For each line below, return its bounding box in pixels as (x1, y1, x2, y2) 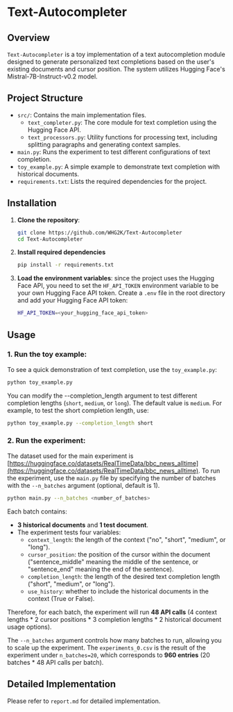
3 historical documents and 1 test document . (17, 520, 149, 529)
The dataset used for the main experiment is (7, 452, 134, 460)
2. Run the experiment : (7, 436, 86, 446)
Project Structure (7, 92, 83, 104)
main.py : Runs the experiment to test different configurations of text (17, 147, 211, 156)
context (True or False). (27, 594, 95, 602)
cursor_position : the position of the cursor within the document (27, 550, 211, 559)
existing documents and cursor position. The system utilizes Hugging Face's (7, 65, 225, 73)
